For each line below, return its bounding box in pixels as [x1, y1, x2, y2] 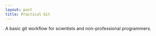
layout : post [5, 7, 33, 12]
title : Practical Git [5, 12, 51, 17]
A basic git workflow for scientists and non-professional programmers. [5, 25, 151, 31]
